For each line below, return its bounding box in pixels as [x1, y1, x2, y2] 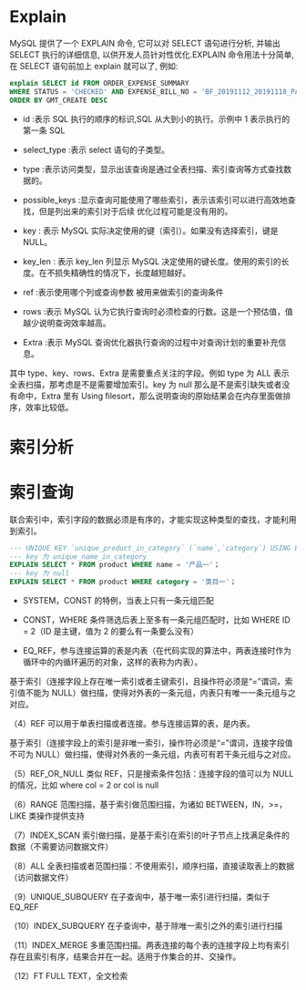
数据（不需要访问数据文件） [9, 841, 114, 852]
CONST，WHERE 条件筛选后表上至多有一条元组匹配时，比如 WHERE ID [22, 614, 291, 625]
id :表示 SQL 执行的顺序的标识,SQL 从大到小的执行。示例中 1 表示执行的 [22, 113, 291, 124]
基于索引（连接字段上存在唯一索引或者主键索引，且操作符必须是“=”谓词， [9, 676, 285, 687]
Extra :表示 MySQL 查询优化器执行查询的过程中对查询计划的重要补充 [22, 336, 279, 347]
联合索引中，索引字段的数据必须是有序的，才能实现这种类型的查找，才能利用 [9, 513, 297, 525]
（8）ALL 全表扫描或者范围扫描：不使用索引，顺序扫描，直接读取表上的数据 [9, 861, 295, 871]
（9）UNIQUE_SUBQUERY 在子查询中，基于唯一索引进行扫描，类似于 [9, 892, 270, 902]
